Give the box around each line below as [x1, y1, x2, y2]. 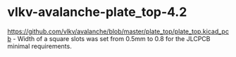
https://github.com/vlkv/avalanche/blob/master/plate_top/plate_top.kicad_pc [7, 27, 229, 35]
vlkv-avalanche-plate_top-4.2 [7, 4, 187, 20]
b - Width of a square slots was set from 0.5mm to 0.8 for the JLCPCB [7, 34, 211, 42]
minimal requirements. [7, 42, 72, 50]
